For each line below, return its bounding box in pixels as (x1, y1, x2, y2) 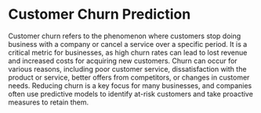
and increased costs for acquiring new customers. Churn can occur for (8, 56, 237, 65)
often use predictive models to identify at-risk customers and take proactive (8, 89, 253, 98)
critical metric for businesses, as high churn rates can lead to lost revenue (8, 48, 248, 57)
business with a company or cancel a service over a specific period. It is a (8, 39, 248, 48)
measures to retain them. (8, 97, 89, 107)
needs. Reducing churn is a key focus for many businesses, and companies (8, 80, 252, 90)
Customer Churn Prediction (8, 5, 191, 23)
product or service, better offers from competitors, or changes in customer (8, 72, 250, 82)
